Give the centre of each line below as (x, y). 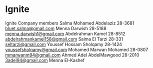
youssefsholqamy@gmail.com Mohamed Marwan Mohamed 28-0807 (77, 49)
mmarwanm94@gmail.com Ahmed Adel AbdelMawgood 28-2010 (72, 55)
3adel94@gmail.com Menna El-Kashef (45, 60)
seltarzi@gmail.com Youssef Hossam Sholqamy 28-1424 (64, 44)
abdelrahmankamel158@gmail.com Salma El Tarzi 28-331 (64, 39)
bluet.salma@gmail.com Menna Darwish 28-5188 (56, 28)
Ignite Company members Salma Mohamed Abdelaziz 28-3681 (70, 23)
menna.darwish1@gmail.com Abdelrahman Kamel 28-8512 (65, 33)
